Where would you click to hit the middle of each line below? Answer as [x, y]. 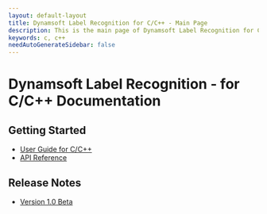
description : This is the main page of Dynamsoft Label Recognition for [131, 30]
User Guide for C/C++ [56, 149]
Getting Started [47, 130]
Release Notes [45, 183]
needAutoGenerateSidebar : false [62, 45]
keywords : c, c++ [37, 38]
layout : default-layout [48, 15]
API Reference [43, 158]
